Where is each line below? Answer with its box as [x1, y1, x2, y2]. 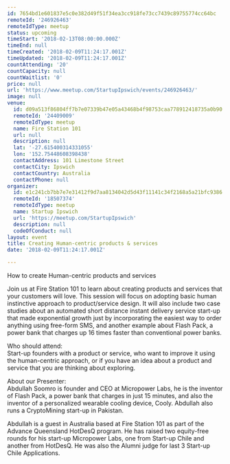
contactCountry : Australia [13, 170, 91, 177]
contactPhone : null [13, 176, 69, 183]
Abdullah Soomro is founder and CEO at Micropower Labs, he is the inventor [7, 384, 223, 393]
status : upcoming [7, 29, 57, 36]
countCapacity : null [7, 67, 67, 74]
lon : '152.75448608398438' [13, 151, 91, 158]
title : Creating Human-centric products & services [7, 240, 158, 247]
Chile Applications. [7, 449, 60, 457]
